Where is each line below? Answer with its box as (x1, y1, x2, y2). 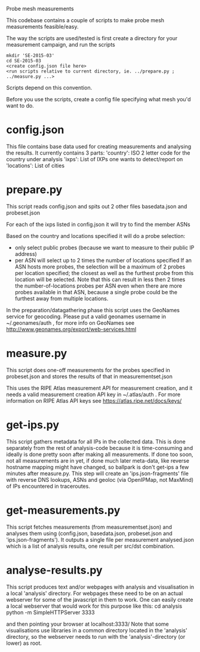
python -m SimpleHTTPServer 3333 (6, 608, 95, 616)
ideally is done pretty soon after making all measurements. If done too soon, (6, 451, 193, 458)
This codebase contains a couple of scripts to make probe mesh (6, 17, 165, 23)
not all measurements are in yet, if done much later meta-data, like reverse (6, 457, 190, 464)
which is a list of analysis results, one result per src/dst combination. (6, 542, 175, 550)
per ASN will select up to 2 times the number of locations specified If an (14, 256, 192, 264)
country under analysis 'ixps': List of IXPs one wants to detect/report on (6, 155, 183, 162)
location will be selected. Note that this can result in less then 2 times (14, 276, 186, 283)
